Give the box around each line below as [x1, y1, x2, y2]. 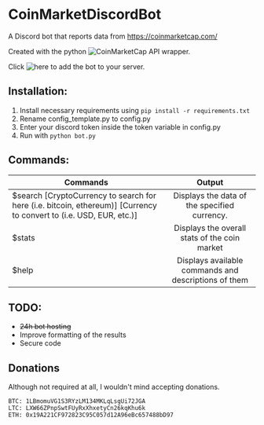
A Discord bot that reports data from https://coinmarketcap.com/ [8, 31, 218, 41]
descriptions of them [171, 274, 249, 285]
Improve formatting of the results [19, 330, 127, 339]
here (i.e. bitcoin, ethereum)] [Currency [12, 200, 157, 211]
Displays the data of [173, 190, 247, 201]
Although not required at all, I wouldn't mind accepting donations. [8, 383, 220, 392]
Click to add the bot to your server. [8, 61, 145, 71]
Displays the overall [174, 222, 246, 233]
